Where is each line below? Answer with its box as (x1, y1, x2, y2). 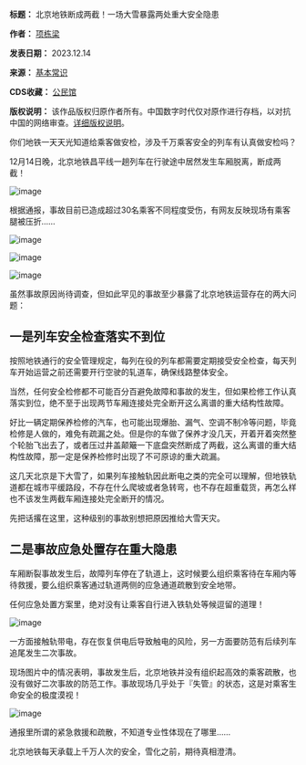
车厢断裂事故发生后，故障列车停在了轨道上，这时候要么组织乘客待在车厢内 (9, 568, 289, 579)
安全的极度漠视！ (16, 689, 82, 700)
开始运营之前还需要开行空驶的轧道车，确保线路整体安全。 (16, 366, 233, 377)
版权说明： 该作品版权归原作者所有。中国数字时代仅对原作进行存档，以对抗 (9, 106, 291, 117)
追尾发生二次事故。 (9, 647, 82, 658)
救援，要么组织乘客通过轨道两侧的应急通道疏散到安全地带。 (16, 579, 241, 590)
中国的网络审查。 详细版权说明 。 (9, 118, 129, 128)
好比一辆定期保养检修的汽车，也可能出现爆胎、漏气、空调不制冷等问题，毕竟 (9, 416, 297, 427)
